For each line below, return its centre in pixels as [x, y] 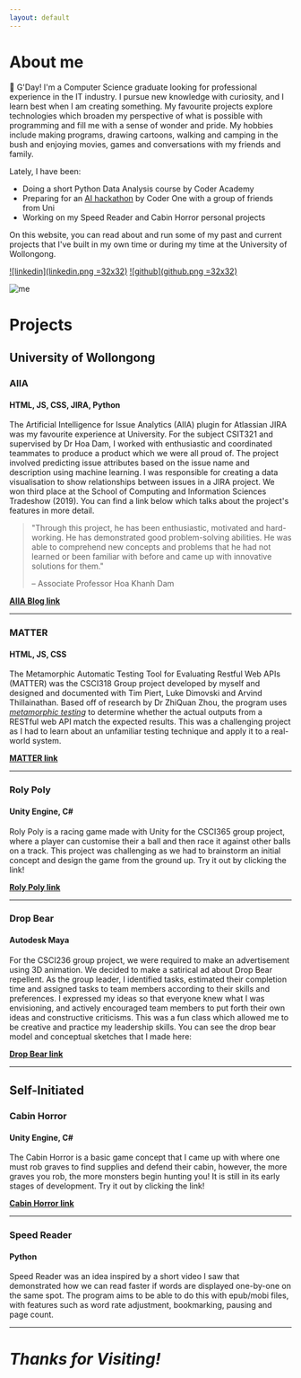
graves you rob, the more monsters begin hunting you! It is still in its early [145, 1177]
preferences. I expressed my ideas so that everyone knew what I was [137, 998]
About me [47, 62]
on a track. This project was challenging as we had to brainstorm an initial [145, 851]
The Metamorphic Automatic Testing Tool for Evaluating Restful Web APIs [145, 674]
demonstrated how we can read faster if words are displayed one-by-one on [150, 1286]
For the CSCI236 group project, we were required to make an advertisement [150, 960]
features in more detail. [52, 511]
